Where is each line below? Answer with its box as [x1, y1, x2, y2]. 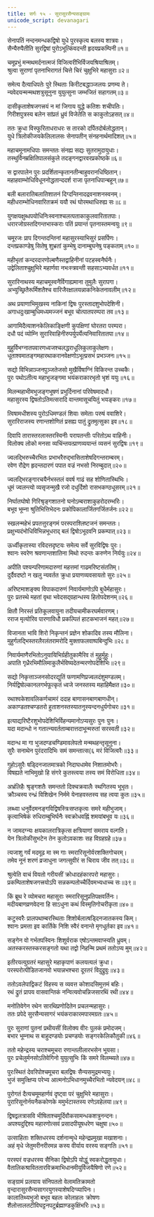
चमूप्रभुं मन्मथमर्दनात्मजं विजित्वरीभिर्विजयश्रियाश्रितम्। [7, 58, 120, 67]
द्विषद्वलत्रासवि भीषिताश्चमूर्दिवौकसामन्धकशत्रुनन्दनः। [7, 1111, 118, 1120]
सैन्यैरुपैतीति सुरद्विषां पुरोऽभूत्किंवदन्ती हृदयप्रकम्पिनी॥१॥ [7, 44, 128, 53]
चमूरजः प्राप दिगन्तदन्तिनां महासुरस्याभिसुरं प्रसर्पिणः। [7, 233, 119, 242]
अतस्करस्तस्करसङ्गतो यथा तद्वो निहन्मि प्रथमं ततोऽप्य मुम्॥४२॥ [7, 944, 148, 952]
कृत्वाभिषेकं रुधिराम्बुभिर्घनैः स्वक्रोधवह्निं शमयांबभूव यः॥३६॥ [7, 812, 134, 820]
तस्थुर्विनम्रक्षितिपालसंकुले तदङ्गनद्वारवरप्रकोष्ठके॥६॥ [7, 154, 122, 162]
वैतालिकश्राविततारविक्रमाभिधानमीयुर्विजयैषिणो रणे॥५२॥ [7, 1163, 127, 1171]
